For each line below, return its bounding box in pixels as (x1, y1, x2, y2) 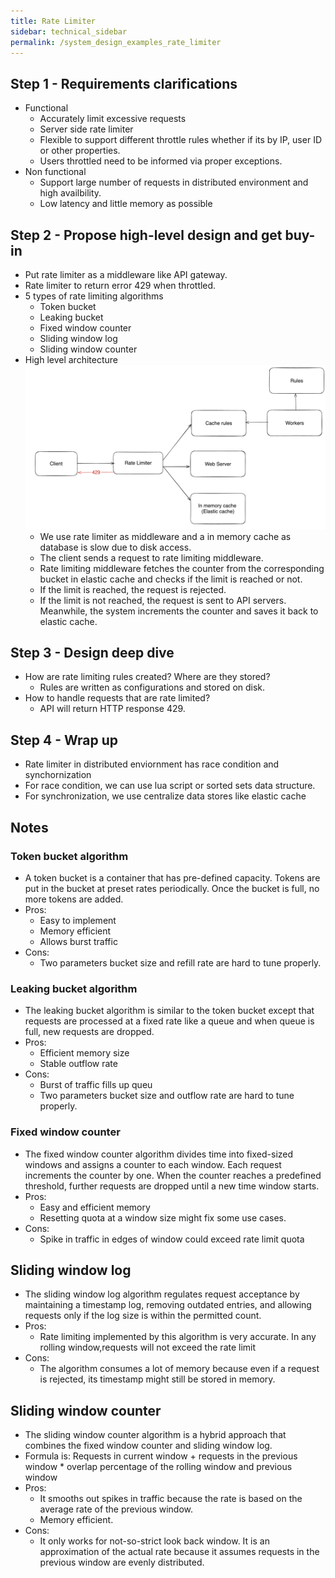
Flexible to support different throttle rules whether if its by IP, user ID (39, 134, 322, 146)
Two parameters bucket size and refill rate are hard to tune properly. (39, 956, 322, 969)
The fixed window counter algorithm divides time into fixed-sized (24, 1148, 294, 1160)
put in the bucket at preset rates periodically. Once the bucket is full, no (24, 882, 320, 894)
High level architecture (24, 354, 118, 365)
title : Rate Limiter (10, 16, 97, 26)
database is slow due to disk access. (39, 541, 192, 553)
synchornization (24, 769, 92, 781)
